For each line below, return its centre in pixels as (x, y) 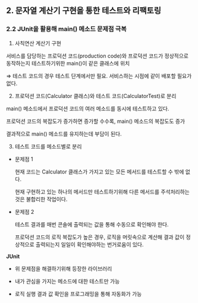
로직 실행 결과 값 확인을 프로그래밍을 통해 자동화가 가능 (78, 293)
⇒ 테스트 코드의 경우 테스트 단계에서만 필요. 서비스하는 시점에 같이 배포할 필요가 (99, 75)
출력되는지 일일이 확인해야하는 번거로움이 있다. (89, 244)
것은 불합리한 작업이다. (41, 199)
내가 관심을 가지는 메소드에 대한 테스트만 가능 (67, 281)
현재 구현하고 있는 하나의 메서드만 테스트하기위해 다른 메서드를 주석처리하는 (102, 191)
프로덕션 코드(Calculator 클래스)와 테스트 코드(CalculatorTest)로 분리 (95, 96)
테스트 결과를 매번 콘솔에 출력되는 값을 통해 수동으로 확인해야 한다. (92, 224)
